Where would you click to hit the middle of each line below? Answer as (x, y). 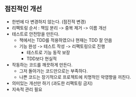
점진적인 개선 (23, 9)
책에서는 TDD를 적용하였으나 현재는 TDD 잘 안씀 (66, 40)
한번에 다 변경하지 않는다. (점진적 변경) (49, 22)
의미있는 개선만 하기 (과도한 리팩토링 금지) (52, 83)
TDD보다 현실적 (42, 59)
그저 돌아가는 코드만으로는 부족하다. (53, 71)
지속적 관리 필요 (27, 89)
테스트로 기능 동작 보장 (48, 52)
